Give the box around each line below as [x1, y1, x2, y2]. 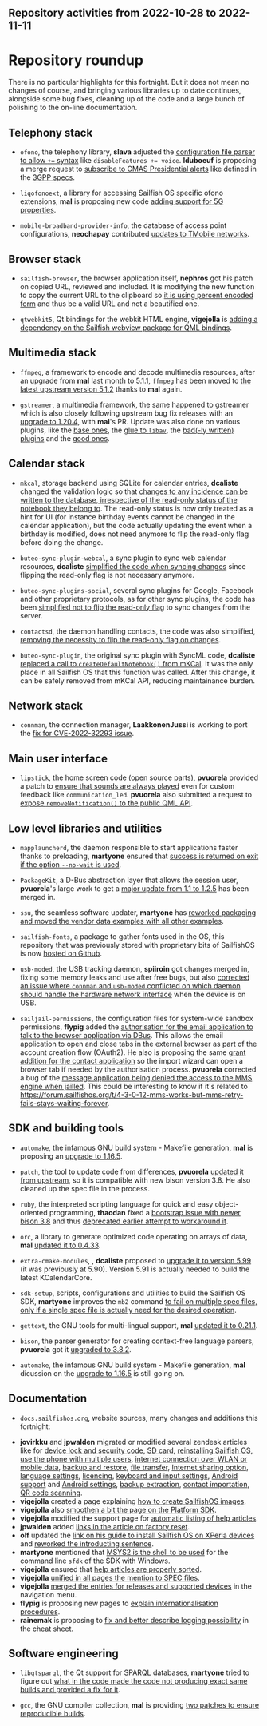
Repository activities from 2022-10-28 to [8, 6, 217, 20]
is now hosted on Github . [19, 949, 102, 958]
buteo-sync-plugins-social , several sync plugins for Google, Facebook [19, 585, 254, 595]
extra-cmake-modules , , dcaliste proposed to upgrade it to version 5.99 [19, 1255, 252, 1265]
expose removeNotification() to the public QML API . [19, 798, 194, 808]
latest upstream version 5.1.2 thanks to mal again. [19, 384, 183, 394]
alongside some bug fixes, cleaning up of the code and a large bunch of [8, 94, 245, 104]
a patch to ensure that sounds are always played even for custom [19, 781, 235, 791]
